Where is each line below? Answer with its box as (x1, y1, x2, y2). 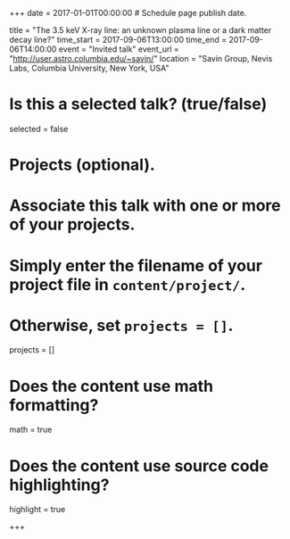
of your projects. (9, 214, 136, 235)
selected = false (9, 123, 69, 134)
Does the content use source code (9, 455, 269, 476)
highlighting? (9, 475, 110, 494)
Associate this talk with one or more (9, 195, 281, 216)
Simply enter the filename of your (9, 255, 263, 276)
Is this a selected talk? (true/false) (9, 94, 268, 114)
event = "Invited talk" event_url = (58, 44, 180, 54)
